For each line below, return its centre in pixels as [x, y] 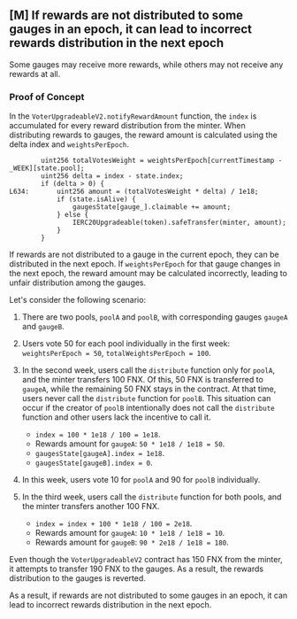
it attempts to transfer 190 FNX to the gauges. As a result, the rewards [136, 569]
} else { [72, 215]
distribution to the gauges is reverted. [77, 578]
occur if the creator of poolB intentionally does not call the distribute [148, 408]
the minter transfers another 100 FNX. [91, 507]
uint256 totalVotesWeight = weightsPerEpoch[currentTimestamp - [162, 161]
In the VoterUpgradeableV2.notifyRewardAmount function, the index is [133, 116]
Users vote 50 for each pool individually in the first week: [126, 344]
